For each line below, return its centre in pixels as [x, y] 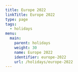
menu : [11, 33]
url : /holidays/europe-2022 [44, 62]
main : [16, 39]
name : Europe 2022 [33, 52]
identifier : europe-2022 [40, 57]
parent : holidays [32, 43]
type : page [17, 19]
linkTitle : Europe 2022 [30, 15]
